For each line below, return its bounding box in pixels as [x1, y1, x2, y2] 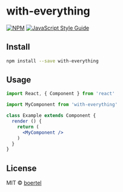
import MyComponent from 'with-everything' [6, 102, 118, 108]
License [6, 163, 37, 173]
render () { [12, 118, 42, 125]
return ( [17, 124, 39, 130]
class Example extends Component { [6, 113, 96, 119]
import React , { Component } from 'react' [6, 91, 115, 97]
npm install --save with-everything [6, 58, 99, 64]
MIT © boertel [6, 179, 42, 187]
